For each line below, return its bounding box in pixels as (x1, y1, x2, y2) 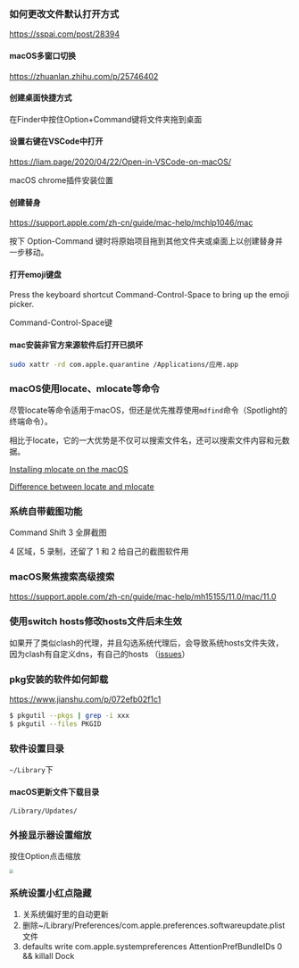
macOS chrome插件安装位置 (9, 174, 113, 185)
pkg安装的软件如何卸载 (9, 672, 109, 685)
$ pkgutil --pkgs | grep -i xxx (9, 711, 129, 720)
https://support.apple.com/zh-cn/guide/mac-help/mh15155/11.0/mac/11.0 (9, 591, 277, 602)
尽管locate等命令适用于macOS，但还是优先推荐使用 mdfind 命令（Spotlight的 (9, 405, 287, 415)
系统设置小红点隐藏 (9, 887, 92, 899)
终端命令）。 (9, 415, 53, 426)
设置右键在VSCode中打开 (9, 136, 104, 146)
